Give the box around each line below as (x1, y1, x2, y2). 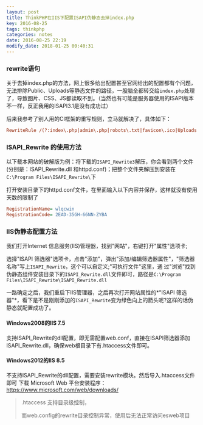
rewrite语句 (6, 64, 41, 73)
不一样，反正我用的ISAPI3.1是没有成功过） (6, 102, 111, 110)
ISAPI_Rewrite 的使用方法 (6, 143, 82, 151)
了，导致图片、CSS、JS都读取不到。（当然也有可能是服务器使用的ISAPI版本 (6, 95, 194, 102)
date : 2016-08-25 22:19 (6, 37, 67, 43)
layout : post (6, 9, 40, 15)
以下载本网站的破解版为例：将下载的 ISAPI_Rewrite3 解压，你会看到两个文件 (6, 158, 194, 165)
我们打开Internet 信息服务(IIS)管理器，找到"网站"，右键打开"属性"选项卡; (6, 242, 188, 250)
